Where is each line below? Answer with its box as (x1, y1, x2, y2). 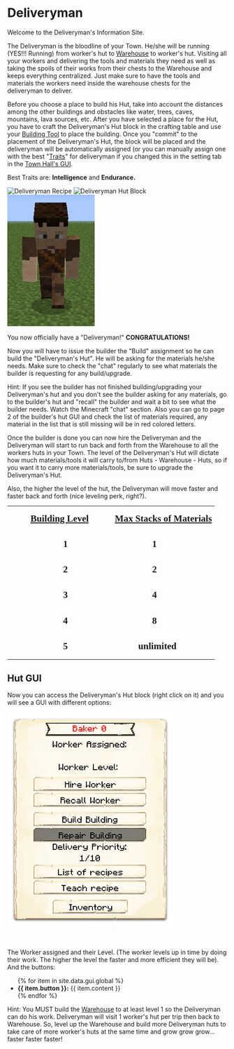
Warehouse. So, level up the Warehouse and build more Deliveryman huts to (7, 1020, 226, 1029)
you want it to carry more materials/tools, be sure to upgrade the (7, 463, 193, 471)
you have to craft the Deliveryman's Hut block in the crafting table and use (7, 122, 221, 130)
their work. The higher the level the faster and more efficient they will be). (7, 956, 219, 964)
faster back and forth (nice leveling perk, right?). (7, 492, 147, 500)
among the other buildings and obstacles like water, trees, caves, (7, 107, 194, 116)
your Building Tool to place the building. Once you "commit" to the (7, 130, 198, 138)
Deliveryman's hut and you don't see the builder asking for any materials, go (7, 390, 227, 398)
